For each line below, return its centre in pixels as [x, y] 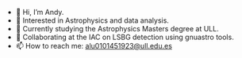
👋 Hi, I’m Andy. [40, 12]
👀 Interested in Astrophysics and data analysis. [92, 20]
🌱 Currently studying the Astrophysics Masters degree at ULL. [117, 29]
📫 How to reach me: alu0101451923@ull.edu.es [94, 46]
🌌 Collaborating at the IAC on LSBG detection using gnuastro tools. [125, 37]
